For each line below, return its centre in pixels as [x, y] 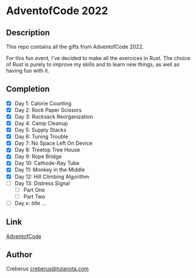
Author [19, 255]
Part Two [34, 196]
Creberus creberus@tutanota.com [48, 269]
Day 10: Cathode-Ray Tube [47, 163]
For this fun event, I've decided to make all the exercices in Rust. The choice [98, 58]
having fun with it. [28, 71]
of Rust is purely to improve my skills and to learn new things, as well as [93, 64]
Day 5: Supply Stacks [40, 130]
